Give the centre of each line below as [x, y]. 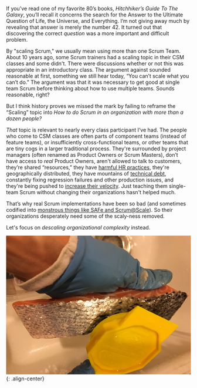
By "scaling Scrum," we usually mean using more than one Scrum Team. [93, 51]
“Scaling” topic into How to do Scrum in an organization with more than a [95, 112]
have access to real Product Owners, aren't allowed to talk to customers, [94, 161]
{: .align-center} [26, 379]
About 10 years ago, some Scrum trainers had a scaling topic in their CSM [95, 57]
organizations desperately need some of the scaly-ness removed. [86, 216]
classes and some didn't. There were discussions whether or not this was [95, 63]
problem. [17, 40]
